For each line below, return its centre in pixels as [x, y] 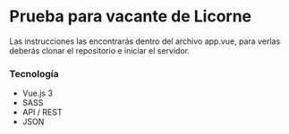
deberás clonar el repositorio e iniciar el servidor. [100, 50]
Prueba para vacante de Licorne [131, 17]
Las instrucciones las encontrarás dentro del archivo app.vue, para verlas [145, 41]
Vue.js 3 [38, 93]
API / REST [42, 113]
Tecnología [34, 73]
